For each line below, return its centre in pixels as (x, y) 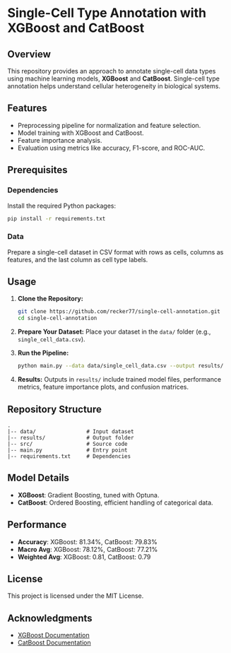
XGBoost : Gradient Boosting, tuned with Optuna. (88, 495)
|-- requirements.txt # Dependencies (69, 456)
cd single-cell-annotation (57, 318)
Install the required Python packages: (62, 206)
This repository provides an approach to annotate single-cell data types (112, 71)
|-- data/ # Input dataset (71, 431)
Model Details (38, 478)
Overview (29, 54)
